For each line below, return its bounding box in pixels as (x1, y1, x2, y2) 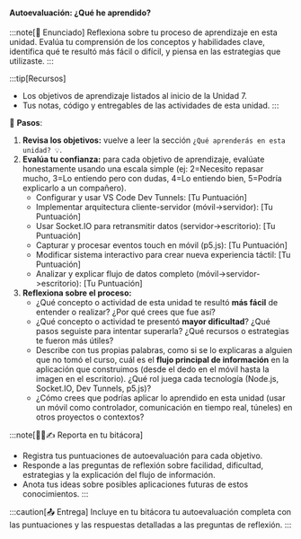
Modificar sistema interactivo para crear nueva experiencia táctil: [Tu (35, 250, 291, 261)
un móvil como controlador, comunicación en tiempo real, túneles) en (35, 402, 293, 413)
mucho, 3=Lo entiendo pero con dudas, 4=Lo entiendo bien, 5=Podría (22, 173, 282, 184)
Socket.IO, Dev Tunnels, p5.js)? (35, 383, 152, 394)
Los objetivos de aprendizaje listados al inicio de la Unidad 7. (22, 91, 247, 102)
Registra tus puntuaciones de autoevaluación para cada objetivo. (22, 450, 263, 462)
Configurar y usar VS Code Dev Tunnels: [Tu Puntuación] (35, 192, 247, 203)
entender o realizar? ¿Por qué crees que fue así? (35, 306, 216, 318)
